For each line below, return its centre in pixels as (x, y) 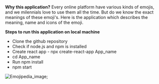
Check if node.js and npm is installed (49, 46)
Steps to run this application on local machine (53, 32)
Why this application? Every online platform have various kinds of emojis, (80, 7)
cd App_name (26, 57)
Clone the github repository (40, 41)
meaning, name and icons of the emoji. (44, 22)
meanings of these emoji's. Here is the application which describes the (77, 17)
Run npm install (28, 62)
